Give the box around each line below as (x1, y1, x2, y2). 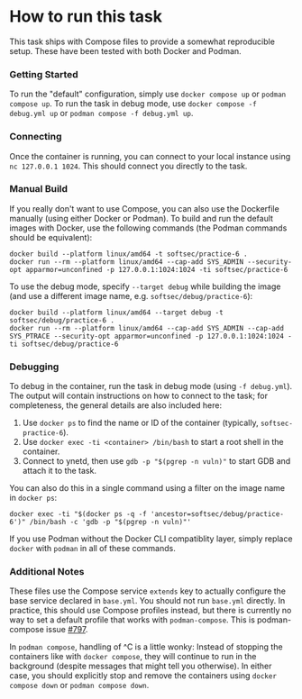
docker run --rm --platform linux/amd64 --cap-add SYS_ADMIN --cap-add (9, 323, 284, 332)
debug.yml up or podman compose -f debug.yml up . (9, 108, 194, 119)
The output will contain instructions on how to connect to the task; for (9, 390, 269, 402)
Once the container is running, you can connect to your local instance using (9, 150, 291, 161)
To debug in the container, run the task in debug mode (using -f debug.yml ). (9, 381, 293, 392)
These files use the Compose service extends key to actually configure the (9, 586, 287, 596)
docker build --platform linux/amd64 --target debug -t (9, 308, 224, 317)
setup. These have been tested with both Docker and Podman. (9, 45, 242, 56)
